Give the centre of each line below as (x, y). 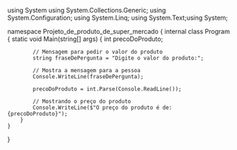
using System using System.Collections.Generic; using (87, 10)
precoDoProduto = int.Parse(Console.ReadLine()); (107, 89)
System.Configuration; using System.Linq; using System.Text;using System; (118, 18)
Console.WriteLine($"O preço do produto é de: (103, 108)
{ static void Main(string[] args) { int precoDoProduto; (85, 39)
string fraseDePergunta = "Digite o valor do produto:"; (118, 58)
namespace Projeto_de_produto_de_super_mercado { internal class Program (118, 31)
